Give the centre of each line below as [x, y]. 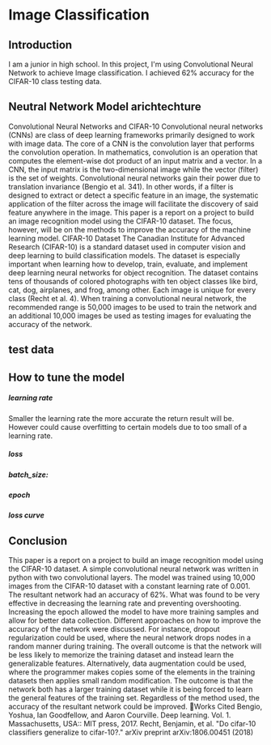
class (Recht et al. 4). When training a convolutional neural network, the [127, 298]
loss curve [26, 515]
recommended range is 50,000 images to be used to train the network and [133, 307]
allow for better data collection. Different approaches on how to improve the [135, 620]
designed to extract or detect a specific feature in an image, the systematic [133, 195]
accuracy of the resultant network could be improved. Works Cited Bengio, [135, 707]
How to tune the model [67, 377]
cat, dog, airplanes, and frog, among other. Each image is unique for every [132, 290]
